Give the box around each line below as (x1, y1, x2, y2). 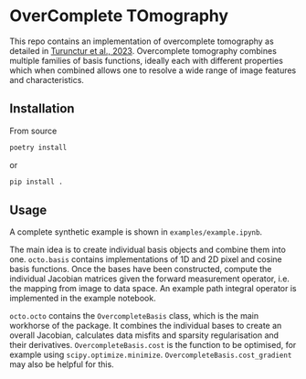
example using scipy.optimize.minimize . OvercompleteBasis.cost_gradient (9, 349, 292, 361)
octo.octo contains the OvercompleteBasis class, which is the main (9, 311, 259, 321)
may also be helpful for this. (9, 359, 114, 370)
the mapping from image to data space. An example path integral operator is (9, 283, 297, 294)
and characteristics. (9, 74, 85, 85)
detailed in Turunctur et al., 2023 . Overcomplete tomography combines (9, 45, 277, 56)
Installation (9, 101, 75, 117)
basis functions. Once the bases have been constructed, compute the (9, 264, 272, 275)
